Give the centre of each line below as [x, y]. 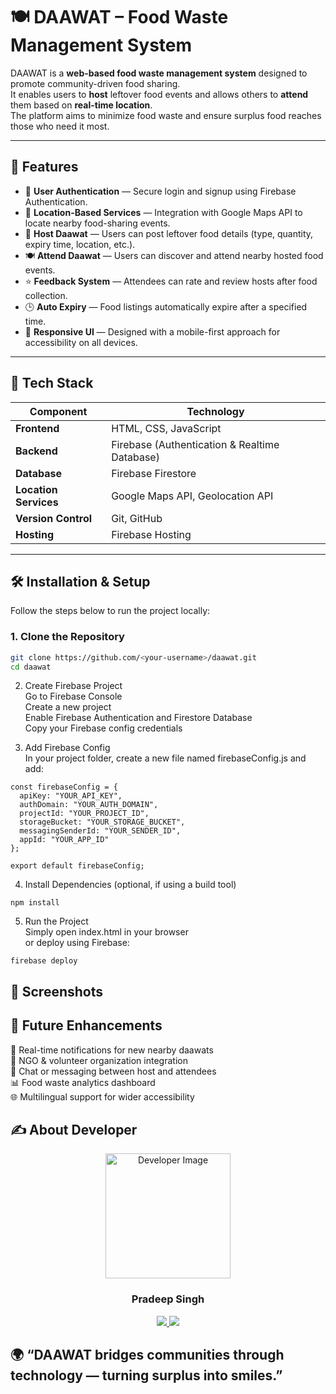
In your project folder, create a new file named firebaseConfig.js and [165, 758]
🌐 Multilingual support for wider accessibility [102, 1096]
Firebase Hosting [151, 534]
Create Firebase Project [73, 686]
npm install [35, 903]
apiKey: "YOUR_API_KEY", [71, 796]
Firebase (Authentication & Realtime [195, 444]
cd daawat [31, 667]
